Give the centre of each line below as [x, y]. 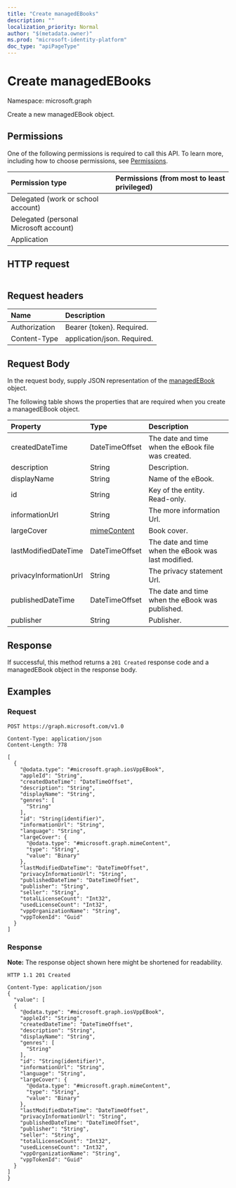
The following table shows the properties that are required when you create [117, 402]
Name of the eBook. [181, 479]
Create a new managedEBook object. [61, 114]
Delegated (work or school [55, 199]
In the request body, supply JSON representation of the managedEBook [111, 381]
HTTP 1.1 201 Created [39, 975]
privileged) [134, 187]
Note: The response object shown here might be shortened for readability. [115, 962]
